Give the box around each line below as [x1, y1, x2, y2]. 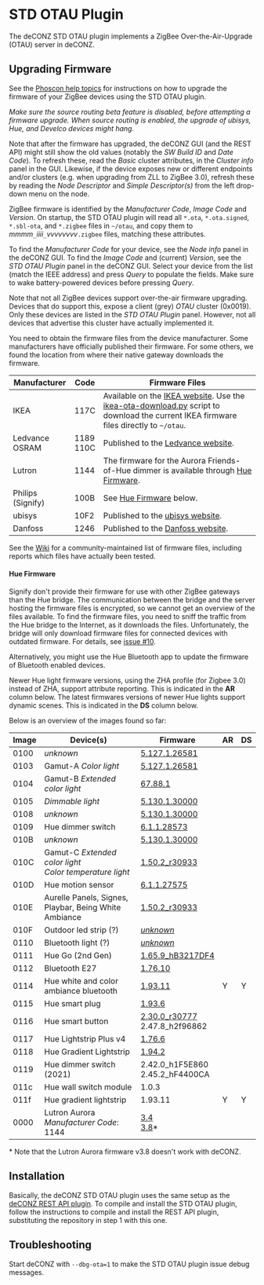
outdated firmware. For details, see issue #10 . [9, 636, 156, 646]
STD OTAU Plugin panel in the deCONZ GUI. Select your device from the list [9, 261, 254, 270]
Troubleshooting [9, 1239, 92, 1252]
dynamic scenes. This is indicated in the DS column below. [9, 701, 199, 710]
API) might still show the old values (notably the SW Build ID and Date [9, 147, 233, 156]
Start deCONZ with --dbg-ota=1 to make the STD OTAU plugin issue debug [9, 1259, 250, 1269]
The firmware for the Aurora [103, 455, 206, 466]
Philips [13, 487, 38, 498]
